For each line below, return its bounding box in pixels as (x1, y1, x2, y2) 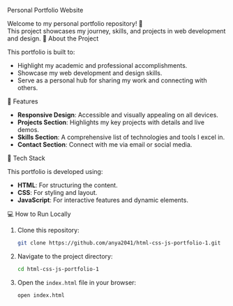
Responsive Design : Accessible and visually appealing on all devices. (17, 111, 218, 119)
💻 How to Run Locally (7, 210, 71, 218)
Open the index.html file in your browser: (17, 278, 137, 286)
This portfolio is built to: (7, 48, 75, 56)
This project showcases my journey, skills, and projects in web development (7, 27, 226, 35)
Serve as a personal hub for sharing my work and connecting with (17, 76, 207, 85)
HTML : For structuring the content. (17, 181, 118, 189)
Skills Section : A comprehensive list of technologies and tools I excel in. (17, 133, 225, 141)
